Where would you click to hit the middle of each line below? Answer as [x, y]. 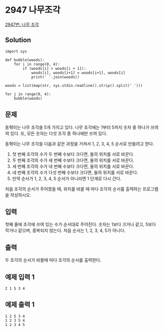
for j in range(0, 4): [28, 94]
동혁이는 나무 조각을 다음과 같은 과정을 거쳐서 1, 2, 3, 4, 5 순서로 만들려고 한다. [80, 144]
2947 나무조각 [33, 10]
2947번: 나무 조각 [22, 24]
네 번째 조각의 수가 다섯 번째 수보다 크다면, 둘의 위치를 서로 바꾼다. [75, 172]
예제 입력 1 [20, 277]
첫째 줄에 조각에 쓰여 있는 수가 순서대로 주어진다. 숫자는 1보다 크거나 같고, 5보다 [81, 225]
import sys [16, 51]
